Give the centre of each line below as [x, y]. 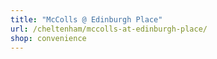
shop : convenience [48, 38]
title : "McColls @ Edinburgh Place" [86, 19]
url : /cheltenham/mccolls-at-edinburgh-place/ [109, 29]
